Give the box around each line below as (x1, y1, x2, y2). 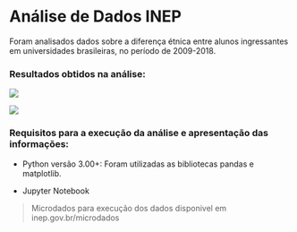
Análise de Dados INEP (9, 6, 182, 27)
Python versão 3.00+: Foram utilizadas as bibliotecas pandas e (21, 159, 255, 169)
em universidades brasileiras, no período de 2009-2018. (9, 45, 216, 56)
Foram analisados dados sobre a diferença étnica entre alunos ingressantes (9, 36, 289, 47)
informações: (9, 138, 70, 150)
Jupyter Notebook (21, 185, 89, 196)
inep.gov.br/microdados (30, 212, 120, 223)
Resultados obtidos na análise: (9, 67, 146, 80)
